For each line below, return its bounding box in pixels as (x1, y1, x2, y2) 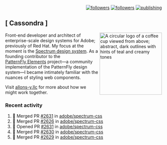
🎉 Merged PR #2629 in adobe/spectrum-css (12, 134, 103, 140)
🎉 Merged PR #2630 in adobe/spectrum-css (12, 129, 103, 135)
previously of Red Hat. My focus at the (5, 43, 84, 49)
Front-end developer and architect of (5, 32, 81, 38)
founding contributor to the (5, 53, 61, 59)
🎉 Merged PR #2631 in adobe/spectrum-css (12, 113, 103, 119)
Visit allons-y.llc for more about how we (5, 84, 86, 90)
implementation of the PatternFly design (5, 64, 87, 70)
